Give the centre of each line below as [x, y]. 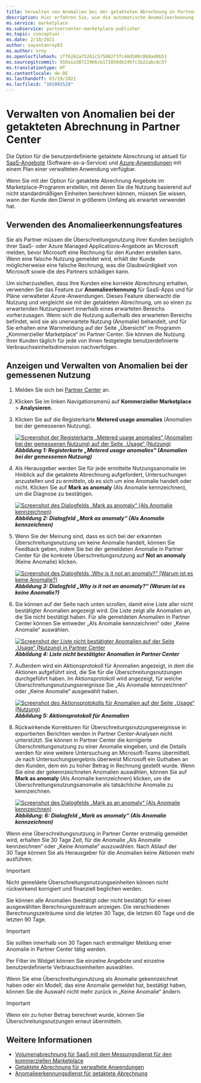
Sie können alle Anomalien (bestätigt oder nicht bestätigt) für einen [89, 900]
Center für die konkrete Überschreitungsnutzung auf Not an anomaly [100, 555]
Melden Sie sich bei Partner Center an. [63, 390]
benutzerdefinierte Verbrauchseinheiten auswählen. [70, 967]
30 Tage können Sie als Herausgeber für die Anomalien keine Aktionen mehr [100, 852]
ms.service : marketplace [37, 23]
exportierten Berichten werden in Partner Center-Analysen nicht [94, 733]
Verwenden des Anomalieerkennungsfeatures [94, 225]
